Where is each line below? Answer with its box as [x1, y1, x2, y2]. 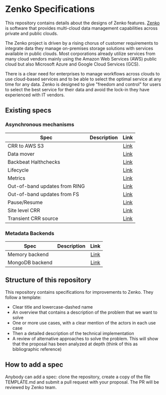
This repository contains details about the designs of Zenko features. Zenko [5, 20, 160, 26]
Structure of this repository [5, 276, 92, 284]
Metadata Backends [5, 230, 55, 237]
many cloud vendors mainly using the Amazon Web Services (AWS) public [5, 56, 157, 62]
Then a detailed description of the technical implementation [12, 330, 135, 336]
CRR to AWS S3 [7, 142, 44, 149]
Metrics [7, 175, 26, 182]
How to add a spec [5, 361, 63, 369]
